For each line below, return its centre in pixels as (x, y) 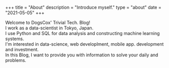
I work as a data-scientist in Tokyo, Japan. (49, 28)
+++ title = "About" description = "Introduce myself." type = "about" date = (83, 7)
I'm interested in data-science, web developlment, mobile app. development (85, 44)
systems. (15, 39)
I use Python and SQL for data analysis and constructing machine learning (83, 33)
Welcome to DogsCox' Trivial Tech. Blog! (48, 23)
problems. (16, 60)
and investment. (22, 49)
